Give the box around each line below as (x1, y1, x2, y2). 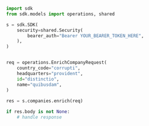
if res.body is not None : (6, 109, 70, 115)
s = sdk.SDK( (6, 21, 38, 28)
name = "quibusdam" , (17, 82, 62, 88)
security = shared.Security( (17, 27, 83, 33)
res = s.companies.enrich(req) (6, 98, 83, 104)
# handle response (17, 114, 62, 120)
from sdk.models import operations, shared (6, 11, 115, 17)
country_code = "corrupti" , (17, 65, 81, 71)
